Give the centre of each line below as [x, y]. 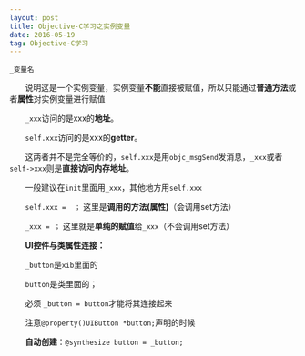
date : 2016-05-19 [42, 35]
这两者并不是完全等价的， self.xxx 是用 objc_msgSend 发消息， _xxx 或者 [154, 157]
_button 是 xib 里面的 [61, 265]
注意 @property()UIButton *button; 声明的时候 [110, 322]
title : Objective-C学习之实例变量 [70, 26]
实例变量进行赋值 [73, 99]
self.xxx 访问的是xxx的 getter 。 [84, 138]
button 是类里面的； [61, 284]
